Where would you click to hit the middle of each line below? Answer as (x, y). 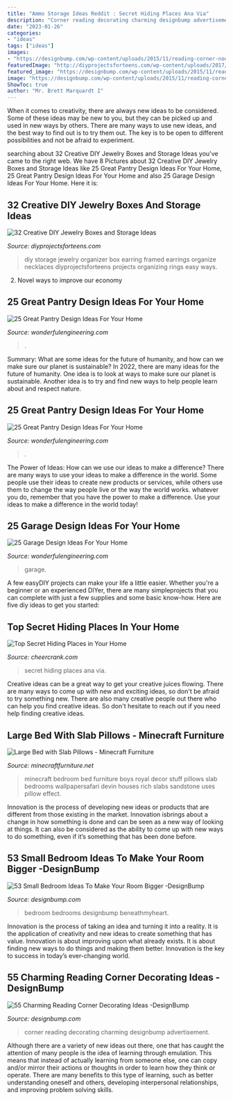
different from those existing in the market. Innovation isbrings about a (107, 814)
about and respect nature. (44, 389)
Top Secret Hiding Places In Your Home (93, 627)
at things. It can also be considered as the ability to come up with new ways (115, 829)
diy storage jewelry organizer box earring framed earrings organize (120, 259)
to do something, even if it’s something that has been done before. (102, 836)
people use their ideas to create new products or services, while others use (115, 482)
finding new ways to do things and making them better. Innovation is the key (116, 948)
